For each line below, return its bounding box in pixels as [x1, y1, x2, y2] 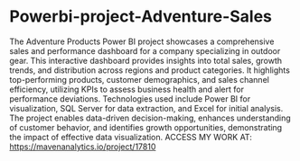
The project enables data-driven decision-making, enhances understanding [9, 112, 291, 123]
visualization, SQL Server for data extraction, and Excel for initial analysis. [9, 103, 284, 113]
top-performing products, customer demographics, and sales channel [9, 74, 269, 85]
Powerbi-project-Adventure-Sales [9, 6, 273, 27]
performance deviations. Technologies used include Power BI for [9, 93, 251, 104]
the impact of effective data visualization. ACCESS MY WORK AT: [9, 131, 253, 142]
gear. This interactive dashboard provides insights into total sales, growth [9, 55, 283, 66]
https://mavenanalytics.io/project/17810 [9, 141, 156, 152]
